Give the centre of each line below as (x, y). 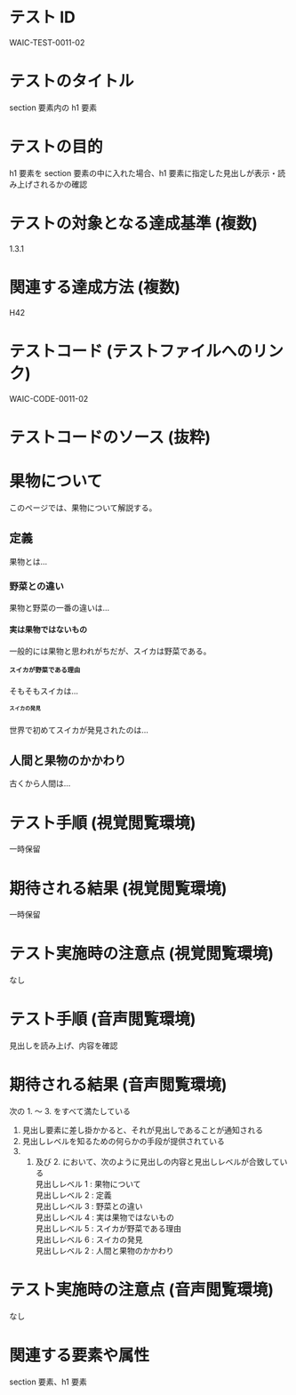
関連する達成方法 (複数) (95, 287)
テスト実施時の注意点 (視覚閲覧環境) (141, 954)
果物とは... (28, 561)
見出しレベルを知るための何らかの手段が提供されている (123, 1142)
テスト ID (42, 17)
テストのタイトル (72, 81)
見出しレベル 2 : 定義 (73, 1195)
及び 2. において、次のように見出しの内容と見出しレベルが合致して (157, 1162)
